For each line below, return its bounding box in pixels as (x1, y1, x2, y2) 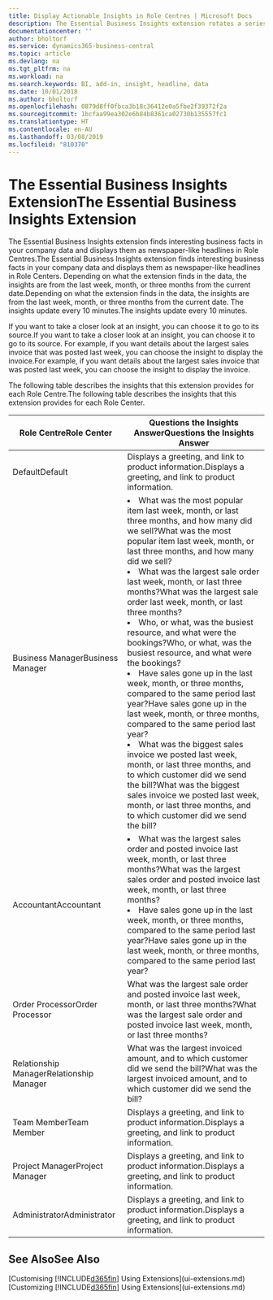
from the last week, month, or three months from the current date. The (8, 298, 244, 307)
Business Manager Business (12, 652, 119, 663)
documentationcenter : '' (8, 27, 93, 35)
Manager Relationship (12, 1068, 94, 1080)
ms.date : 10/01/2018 (8, 87, 79, 96)
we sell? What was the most (127, 525, 232, 537)
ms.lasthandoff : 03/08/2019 (8, 133, 104, 141)
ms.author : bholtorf (8, 95, 79, 103)
